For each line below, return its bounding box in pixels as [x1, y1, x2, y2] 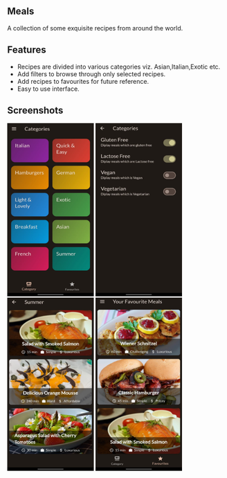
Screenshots [7, 105, 64, 116]
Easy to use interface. [17, 85, 80, 93]
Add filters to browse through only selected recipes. [17, 69, 166, 78]
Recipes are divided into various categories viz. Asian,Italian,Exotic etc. [17, 62, 221, 71]
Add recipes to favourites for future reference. [17, 77, 149, 85]
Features [7, 44, 46, 56]
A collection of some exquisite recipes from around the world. [7, 24, 183, 32]
